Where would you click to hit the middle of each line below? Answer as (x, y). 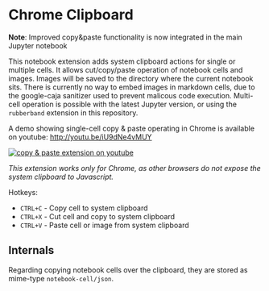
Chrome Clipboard (71, 15)
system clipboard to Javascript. (61, 177)
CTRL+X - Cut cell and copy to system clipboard (97, 216)
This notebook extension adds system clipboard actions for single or (122, 61)
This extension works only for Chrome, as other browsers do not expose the (135, 168)
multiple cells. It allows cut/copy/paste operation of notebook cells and (126, 69)
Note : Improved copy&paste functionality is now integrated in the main (126, 37)
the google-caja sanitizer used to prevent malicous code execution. (120, 95)
